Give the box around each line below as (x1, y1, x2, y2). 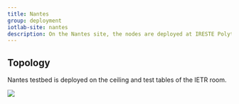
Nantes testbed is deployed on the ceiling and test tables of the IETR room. (7, 76, 227, 84)
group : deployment (7, 17, 62, 24)
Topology (7, 56, 51, 68)
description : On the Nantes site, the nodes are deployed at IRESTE (7, 30, 215, 38)
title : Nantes (7, 10, 50, 18)
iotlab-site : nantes (7, 24, 69, 31)
